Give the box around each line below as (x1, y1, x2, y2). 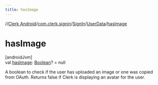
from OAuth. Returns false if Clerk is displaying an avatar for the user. (5, 74, 146, 80)
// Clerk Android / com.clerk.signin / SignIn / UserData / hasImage (5, 21, 128, 27)
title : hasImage (5, 7, 38, 12)
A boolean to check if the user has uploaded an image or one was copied (5, 69, 153, 75)
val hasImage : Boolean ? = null (5, 59, 66, 65)
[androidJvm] (5, 54, 33, 60)
